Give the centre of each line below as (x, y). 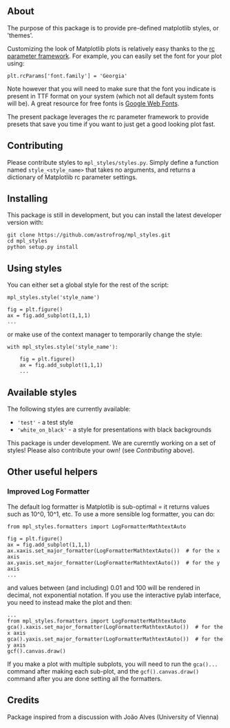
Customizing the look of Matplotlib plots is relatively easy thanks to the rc (111, 48)
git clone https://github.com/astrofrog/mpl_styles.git (89, 235)
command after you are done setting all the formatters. (85, 678)
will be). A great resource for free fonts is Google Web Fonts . (93, 103)
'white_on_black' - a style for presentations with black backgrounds (114, 429)
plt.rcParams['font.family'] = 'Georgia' (67, 76)
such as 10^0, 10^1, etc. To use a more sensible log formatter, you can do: (111, 514)
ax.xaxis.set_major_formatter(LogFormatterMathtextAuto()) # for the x (114, 551)
